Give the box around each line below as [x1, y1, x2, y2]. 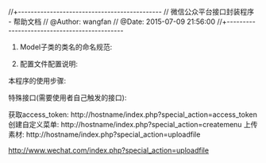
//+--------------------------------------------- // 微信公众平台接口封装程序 [8, 7, 255, 16]
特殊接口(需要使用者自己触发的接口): [8, 93, 127, 102]
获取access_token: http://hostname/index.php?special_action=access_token [8, 110, 258, 119]
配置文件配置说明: [19, 59, 78, 68]
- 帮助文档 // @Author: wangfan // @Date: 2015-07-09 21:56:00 [8, 17, 216, 26]
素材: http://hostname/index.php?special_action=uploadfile [8, 130, 201, 139]
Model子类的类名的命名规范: [19, 42, 113, 52]
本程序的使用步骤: [8, 76, 67, 85]
